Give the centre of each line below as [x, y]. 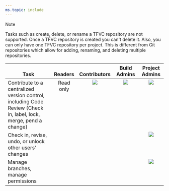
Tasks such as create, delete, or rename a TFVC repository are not [74, 34]
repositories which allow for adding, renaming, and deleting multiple [75, 50]
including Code [26, 101]
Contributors [95, 74]
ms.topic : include [24, 10]
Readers [64, 74]
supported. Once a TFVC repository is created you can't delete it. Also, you [83, 39]
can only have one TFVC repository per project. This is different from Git [80, 45]
